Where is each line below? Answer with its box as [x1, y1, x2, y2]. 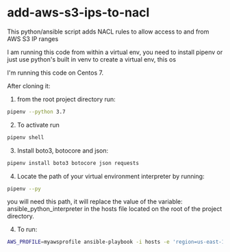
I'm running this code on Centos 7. [7, 68, 104, 77]
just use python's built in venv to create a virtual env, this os [7, 55, 177, 63]
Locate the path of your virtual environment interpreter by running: [16, 172, 205, 180]
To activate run [16, 121, 60, 129]
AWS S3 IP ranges [7, 34, 59, 42]
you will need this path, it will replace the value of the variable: [7, 197, 183, 206]
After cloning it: [7, 81, 51, 90]
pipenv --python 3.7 [7, 108, 66, 115]
